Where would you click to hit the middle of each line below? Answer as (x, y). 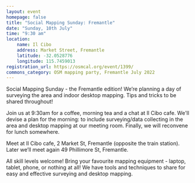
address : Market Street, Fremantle (61, 50)
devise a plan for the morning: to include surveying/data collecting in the (95, 120)
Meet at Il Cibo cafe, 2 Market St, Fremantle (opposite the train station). (93, 143)
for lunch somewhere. (33, 132)
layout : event (24, 12)
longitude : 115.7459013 (46, 61)
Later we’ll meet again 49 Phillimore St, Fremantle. (67, 150)
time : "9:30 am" (26, 34)
